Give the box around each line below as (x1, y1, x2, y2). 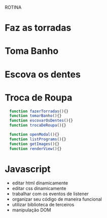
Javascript (5, 163, 51, 175)
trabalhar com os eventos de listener (12, 191, 89, 197)
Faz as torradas (5, 22, 72, 34)
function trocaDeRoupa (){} (9, 123, 66, 128)
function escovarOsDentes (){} (9, 118, 73, 123)
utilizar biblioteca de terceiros (12, 202, 75, 208)
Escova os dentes (5, 69, 81, 80)
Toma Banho (5, 45, 59, 57)
